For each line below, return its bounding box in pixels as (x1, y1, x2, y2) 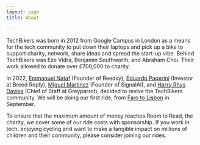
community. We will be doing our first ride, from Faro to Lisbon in (6, 94, 170, 101)
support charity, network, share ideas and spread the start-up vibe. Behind (6, 49, 195, 57)
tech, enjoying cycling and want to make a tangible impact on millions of (6, 125, 188, 132)
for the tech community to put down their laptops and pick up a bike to (6, 43, 184, 51)
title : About (6, 15, 40, 21)
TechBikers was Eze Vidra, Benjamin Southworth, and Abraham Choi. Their (6, 56, 195, 63)
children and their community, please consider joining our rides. (6, 132, 166, 139)
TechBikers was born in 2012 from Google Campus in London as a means (6, 37, 191, 44)
